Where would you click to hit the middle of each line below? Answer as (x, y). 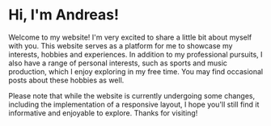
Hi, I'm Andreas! (64, 15)
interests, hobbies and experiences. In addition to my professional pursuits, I (135, 54)
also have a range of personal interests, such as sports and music (118, 63)
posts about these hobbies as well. (66, 80)
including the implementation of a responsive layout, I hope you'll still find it (134, 104)
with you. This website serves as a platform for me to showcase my (121, 45)
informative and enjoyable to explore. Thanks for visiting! (103, 113)
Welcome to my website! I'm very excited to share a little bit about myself (130, 37)
